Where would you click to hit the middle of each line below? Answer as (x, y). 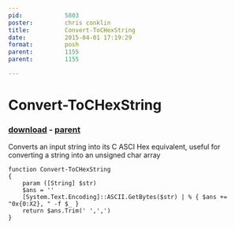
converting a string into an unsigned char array (84, 155)
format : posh (44, 45)
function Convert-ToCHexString (60, 170)
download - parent (45, 129)
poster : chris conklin (60, 23)
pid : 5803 (44, 15)
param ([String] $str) (60, 183)
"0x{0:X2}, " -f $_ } (44, 204)
